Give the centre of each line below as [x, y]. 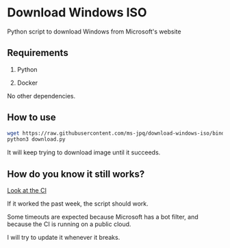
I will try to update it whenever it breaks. [64, 238]
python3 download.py [37, 139]
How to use [31, 118]
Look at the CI [27, 191]
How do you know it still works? [76, 174]
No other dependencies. [41, 96]
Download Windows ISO [77, 13]
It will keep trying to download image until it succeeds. [84, 152]
